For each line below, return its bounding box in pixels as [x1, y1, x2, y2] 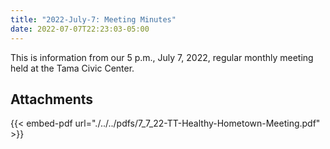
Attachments [10, 91, 94, 108]
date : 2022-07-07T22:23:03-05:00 [10, 24, 150, 34]
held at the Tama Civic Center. [10, 62, 135, 74]
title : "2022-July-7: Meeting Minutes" [10, 14, 177, 25]
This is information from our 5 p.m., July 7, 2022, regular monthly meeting [10, 51, 314, 63]
